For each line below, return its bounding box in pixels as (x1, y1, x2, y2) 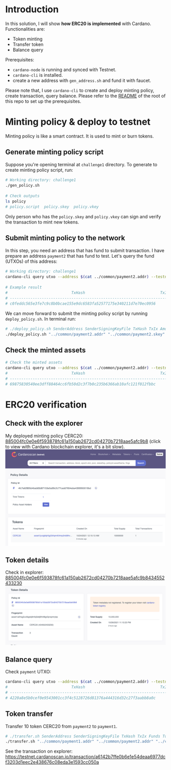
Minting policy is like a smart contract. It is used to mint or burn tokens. (5, 133, 154, 139)
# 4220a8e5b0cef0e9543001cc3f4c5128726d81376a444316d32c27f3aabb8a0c (5, 695, 156, 700)
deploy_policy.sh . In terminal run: (5, 315, 76, 322)
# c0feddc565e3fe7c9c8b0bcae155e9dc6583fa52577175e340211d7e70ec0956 (5, 301, 156, 306)
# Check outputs (5, 193, 40, 199)
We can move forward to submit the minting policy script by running (5, 310, 148, 316)
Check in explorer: (5, 569, 44, 576)
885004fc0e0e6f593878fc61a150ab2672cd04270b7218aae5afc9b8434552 (5, 575, 165, 581)
